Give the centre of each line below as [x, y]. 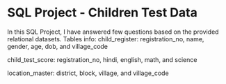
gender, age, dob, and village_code [58, 46]
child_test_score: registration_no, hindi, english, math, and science [102, 59]
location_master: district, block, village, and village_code [88, 73]
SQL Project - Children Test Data [103, 13]
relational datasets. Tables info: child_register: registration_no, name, [106, 39]
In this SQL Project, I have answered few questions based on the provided [113, 32]
